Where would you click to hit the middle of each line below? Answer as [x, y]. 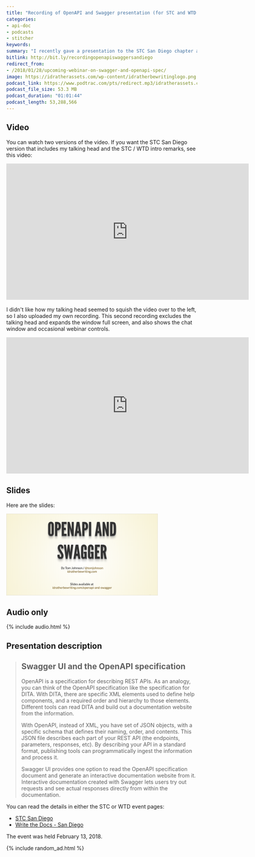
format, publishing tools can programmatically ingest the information [107, 750]
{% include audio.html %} [38, 627]
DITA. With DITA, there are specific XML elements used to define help [108, 694]
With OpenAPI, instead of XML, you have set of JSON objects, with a [107, 725]
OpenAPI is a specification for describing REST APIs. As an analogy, [106, 681]
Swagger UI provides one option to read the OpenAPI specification [104, 769]
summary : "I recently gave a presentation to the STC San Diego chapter [100, 51]
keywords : [19, 45]
